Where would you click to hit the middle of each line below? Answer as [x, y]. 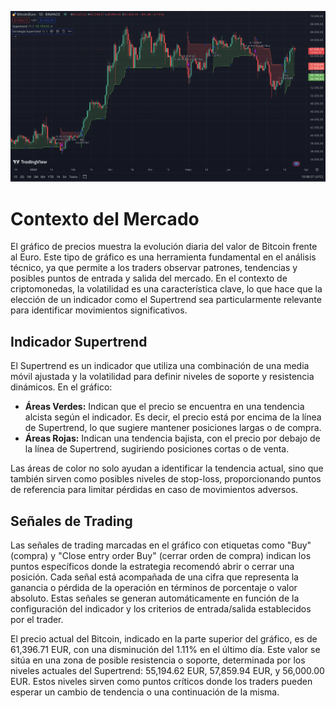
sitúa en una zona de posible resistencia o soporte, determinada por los [158, 660]
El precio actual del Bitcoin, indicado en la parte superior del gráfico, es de [164, 638]
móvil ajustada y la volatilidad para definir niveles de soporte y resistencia [162, 377]
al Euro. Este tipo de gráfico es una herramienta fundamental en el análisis [163, 257]
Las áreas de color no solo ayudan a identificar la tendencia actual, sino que [167, 468]
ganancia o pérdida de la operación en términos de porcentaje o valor [154, 587]
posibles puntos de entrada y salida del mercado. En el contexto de [149, 278]
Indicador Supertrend [79, 341]
